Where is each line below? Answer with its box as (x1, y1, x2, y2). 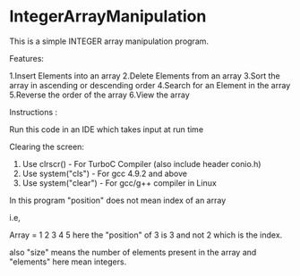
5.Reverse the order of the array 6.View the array (9, 89, 190, 100)
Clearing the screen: (9, 141, 85, 152)
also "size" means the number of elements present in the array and (9, 247, 257, 257)
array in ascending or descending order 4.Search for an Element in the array (9, 79, 291, 90)
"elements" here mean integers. (9, 256, 127, 267)
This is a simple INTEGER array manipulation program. (9, 36, 209, 46)
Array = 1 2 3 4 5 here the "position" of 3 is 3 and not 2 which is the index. (9, 230, 283, 240)
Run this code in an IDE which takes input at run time (9, 123, 204, 135)
